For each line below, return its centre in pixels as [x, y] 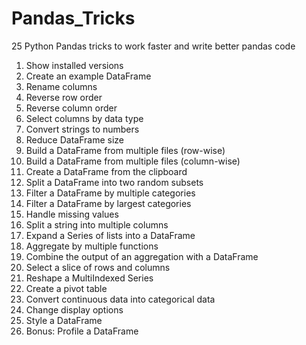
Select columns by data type [84, 118]
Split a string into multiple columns [97, 224]
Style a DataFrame [64, 320]
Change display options [74, 309]
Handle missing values [72, 214]
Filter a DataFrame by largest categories [108, 203]
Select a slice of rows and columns [98, 267]
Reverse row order [64, 97]
